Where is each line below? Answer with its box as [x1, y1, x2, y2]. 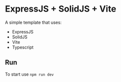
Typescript [12, 44, 34, 50]
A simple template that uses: [5, 19, 62, 25]
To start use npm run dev [5, 71, 54, 77]
